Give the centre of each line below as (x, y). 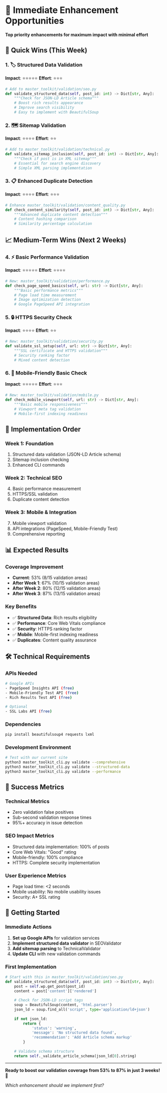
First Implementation (31, 967)
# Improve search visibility (44, 108)
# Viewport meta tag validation (47, 409)
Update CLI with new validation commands (56, 954)
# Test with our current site (37, 758)
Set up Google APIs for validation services (56, 938)
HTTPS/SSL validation (35, 494)
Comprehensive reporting (39, 534)
